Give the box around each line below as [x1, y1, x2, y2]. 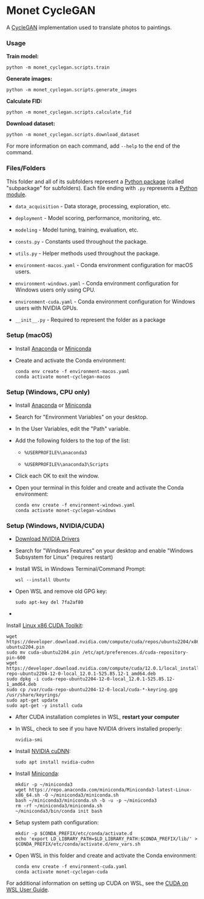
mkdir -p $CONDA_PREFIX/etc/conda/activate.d [15, 830, 132, 837]
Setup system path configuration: [15, 819, 99, 826]
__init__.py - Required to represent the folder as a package [15, 316, 166, 323]
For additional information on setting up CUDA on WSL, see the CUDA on [6, 880, 189, 887]
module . [6, 191, 27, 198]
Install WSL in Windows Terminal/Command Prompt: [15, 566, 146, 573]
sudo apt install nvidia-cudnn [15, 759, 95, 765]
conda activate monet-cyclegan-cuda [15, 869, 108, 875]
